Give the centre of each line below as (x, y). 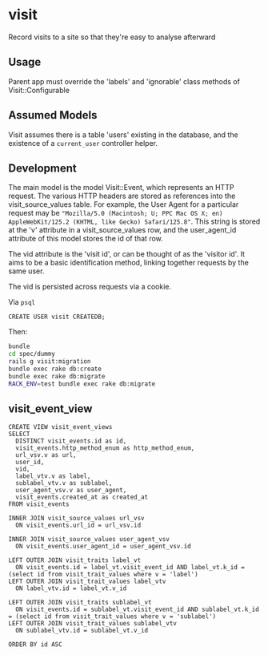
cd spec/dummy (32, 354)
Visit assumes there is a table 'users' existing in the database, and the (123, 135)
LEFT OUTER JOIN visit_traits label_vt (75, 560)
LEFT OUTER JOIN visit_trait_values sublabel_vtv (93, 624)
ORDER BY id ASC (35, 645)
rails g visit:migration (50, 362)
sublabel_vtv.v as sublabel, (64, 483)
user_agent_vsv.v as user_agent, (71, 491)
